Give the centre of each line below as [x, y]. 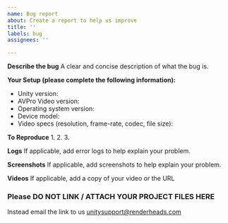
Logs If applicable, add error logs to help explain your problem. [99, 151]
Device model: [38, 116]
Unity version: [38, 94]
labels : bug [25, 34]
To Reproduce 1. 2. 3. [38, 138]
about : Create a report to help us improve [72, 20]
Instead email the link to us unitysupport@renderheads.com [94, 212]
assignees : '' [28, 40]
